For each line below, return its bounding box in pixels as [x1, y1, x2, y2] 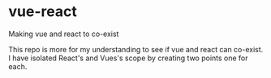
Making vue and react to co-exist [8, 29, 119, 39]
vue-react [8, 2, 77, 21]
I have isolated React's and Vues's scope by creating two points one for [8, 53, 249, 63]
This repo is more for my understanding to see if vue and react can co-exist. [8, 44, 264, 54]
